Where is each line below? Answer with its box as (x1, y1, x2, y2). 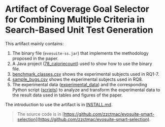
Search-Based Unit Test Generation (5, 25, 154, 35)
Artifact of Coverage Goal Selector (5, 3, 149, 15)
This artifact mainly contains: (5, 40, 64, 46)
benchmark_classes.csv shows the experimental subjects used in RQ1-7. (12, 71, 159, 77)
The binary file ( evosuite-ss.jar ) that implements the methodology (12, 50, 149, 56)
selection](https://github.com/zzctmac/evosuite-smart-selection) (17, 116, 150, 122)
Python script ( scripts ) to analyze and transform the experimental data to (12, 87, 161, 93)
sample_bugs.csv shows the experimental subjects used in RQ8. (12, 76, 143, 82)
